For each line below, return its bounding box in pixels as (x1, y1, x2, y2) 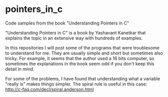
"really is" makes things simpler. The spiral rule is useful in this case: (5, 81, 147, 87)
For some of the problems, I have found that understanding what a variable (5, 75, 160, 81)
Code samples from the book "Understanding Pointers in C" (5, 20, 129, 26)
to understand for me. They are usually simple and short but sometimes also (5, 50, 163, 56)
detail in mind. (5, 66, 35, 72)
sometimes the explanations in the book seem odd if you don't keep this (5, 60, 154, 66)
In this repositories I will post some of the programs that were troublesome (5, 44, 160, 50)
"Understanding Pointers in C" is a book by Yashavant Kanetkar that (5, 29, 146, 35)
